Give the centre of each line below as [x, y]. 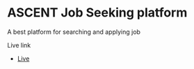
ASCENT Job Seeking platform [97, 13]
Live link [19, 45]
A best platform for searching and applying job [74, 32]
